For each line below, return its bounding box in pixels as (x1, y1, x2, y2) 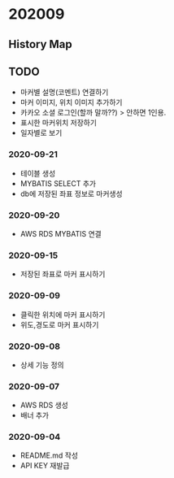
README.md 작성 (20, 450, 79, 460)
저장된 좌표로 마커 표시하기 (20, 269, 106, 279)
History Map (8, 37, 72, 51)
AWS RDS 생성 (20, 400, 69, 411)
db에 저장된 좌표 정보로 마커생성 (20, 189, 124, 198)
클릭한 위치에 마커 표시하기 (20, 310, 106, 319)
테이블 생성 (20, 168, 56, 178)
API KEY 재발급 (20, 461, 70, 471)
